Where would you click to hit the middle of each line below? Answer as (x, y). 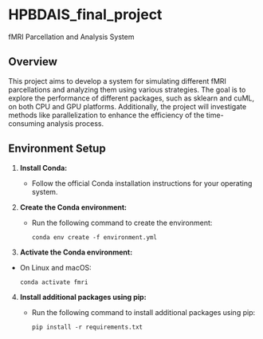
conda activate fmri (54, 282)
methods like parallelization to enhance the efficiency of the (106, 115)
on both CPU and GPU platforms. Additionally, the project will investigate (128, 106)
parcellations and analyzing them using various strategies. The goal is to (127, 89)
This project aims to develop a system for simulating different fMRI (118, 81)
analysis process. (75, 123)
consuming (27, 123)
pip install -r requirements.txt (87, 327)
